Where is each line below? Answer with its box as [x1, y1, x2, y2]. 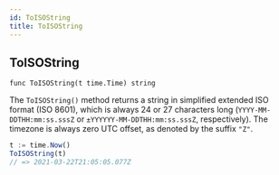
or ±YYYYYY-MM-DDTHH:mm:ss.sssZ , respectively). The [76, 114, 269, 124]
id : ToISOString [9, 13, 71, 23]
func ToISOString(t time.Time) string [9, 78, 156, 88]
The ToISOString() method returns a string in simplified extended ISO [9, 95, 269, 106]
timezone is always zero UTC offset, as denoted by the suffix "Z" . [9, 124, 254, 134]
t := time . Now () [9, 141, 71, 150]
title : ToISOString [9, 22, 83, 31]
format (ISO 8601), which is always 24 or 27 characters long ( [9, 105, 238, 115]
